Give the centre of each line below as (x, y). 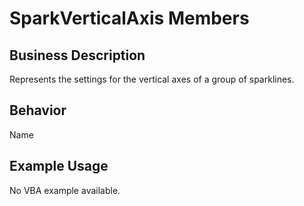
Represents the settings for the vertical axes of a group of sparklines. (152, 79)
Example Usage (59, 166)
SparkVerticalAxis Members (129, 18)
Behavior (38, 110)
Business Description (77, 55)
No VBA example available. (65, 190)
